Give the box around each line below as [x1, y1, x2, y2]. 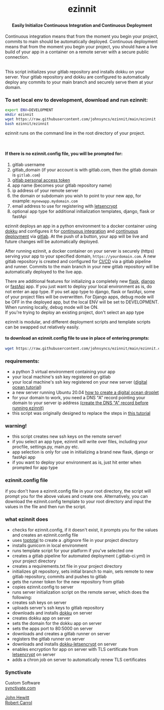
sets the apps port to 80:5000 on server [12, 625, 93, 631]
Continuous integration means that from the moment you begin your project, [5, 33, 159, 39]
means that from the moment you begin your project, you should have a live [5, 43, 158, 49]
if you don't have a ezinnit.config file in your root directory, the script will [5, 488, 151, 494]
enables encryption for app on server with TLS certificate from [12, 646, 138, 652]
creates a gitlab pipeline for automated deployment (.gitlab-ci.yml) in [12, 553, 150, 559]
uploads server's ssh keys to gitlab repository [12, 605, 104, 611]
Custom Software [5, 680, 41, 686]
